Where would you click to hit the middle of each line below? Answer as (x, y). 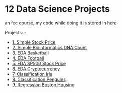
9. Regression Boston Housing (43, 85)
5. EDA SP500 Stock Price (39, 63)
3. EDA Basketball (30, 53)
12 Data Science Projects (57, 9)
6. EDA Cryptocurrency (36, 69)
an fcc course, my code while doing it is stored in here (61, 23)
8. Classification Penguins (39, 79)
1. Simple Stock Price (34, 42)
